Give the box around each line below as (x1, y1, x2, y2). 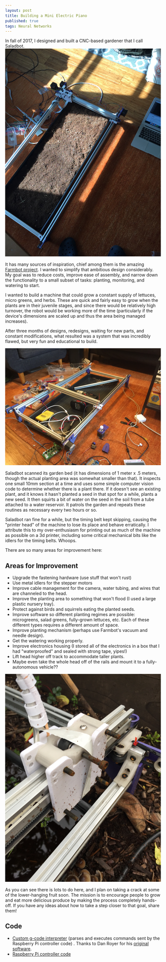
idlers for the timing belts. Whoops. (5, 537, 77, 544)
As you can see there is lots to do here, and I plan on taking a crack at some (5, 887, 160, 893)
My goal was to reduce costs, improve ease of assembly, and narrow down (5, 272, 158, 278)
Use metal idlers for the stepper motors (12, 580, 93, 586)
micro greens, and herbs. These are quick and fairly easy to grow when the (5, 297, 158, 303)
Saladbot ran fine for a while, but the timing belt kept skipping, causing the (5, 517, 157, 523)
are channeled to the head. (12, 590, 68, 596)
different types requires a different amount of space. (12, 622, 120, 628)
